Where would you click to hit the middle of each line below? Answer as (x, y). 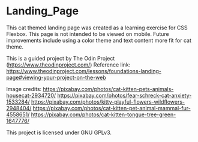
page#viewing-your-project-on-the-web (56, 77)
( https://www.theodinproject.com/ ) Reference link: (68, 65)
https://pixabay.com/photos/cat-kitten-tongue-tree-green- (103, 114)
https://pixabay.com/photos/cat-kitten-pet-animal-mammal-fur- (112, 108)
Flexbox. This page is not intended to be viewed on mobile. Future (88, 34)
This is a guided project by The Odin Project (61, 58)
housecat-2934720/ (31, 95)
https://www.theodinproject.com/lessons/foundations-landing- (84, 71)
